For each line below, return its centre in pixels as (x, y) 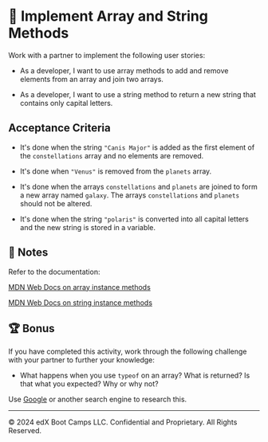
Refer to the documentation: (54, 272)
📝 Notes (28, 253)
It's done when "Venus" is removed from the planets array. (116, 171)
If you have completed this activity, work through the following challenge (128, 352)
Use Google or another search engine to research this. (98, 399)
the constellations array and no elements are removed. (112, 155)
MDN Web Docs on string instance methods (81, 303)
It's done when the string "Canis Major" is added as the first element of (137, 147)
